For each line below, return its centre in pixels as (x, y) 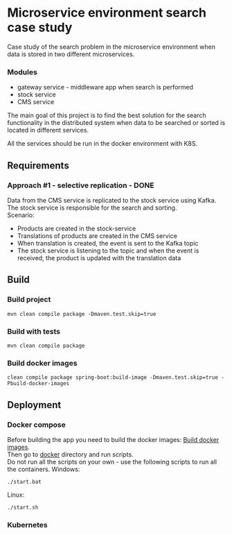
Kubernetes (27, 525)
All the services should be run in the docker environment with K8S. (102, 144)
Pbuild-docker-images (38, 384)
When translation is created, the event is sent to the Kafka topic (108, 243)
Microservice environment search (107, 13)
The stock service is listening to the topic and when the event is (108, 250)
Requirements (38, 165)
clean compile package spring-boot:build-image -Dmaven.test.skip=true (113, 377)
